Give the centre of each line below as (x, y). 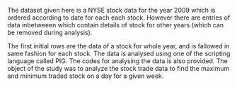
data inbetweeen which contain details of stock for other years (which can (116, 25)
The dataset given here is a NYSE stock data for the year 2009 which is (111, 10)
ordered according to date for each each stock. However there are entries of (119, 18)
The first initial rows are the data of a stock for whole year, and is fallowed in (118, 46)
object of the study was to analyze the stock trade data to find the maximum (118, 68)
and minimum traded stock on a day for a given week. (86, 76)
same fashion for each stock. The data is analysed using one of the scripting (119, 53)
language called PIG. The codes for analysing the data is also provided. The (117, 61)
